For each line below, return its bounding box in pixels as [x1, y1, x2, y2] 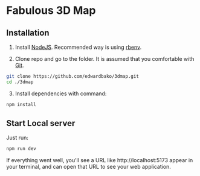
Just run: [6, 134, 29, 142]
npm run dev [6, 146, 36, 152]
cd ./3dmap [6, 79, 34, 85]
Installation [6, 28, 50, 38]
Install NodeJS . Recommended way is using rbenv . [15, 43, 142, 51]
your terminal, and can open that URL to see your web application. [6, 163, 171, 171]
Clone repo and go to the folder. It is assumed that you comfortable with [15, 55, 195, 62]
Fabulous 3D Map [6, 4, 96, 17]
